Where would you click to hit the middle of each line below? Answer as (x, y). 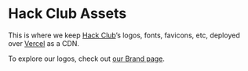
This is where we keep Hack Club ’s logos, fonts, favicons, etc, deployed (124, 35)
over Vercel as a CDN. (44, 43)
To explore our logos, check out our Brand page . (86, 59)
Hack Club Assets (67, 14)
